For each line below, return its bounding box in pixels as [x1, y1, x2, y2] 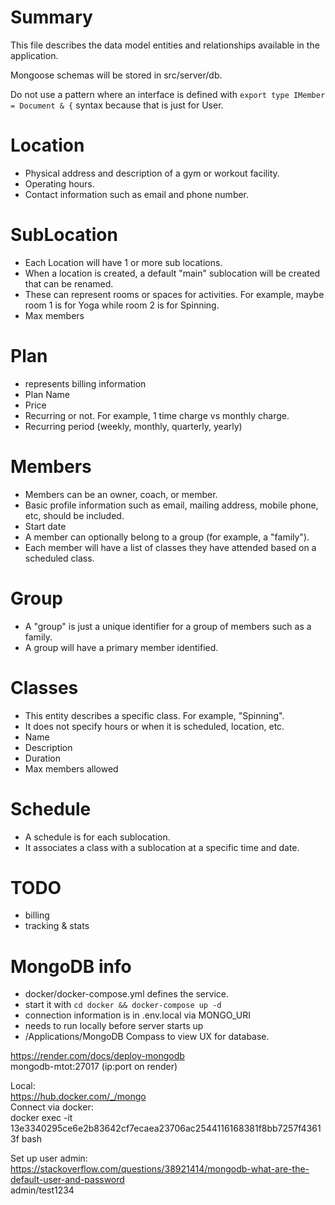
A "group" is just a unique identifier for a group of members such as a [24, 620, 312, 632]
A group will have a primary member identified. [24, 641, 219, 653]
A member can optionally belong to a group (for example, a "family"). [24, 531, 310, 543]
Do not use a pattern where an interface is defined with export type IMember [10, 88, 326, 100]
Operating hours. [24, 177, 95, 190]
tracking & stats [24, 920, 90, 932]
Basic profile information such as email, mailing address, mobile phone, [24, 499, 319, 511]
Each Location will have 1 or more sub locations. [24, 256, 223, 268]
